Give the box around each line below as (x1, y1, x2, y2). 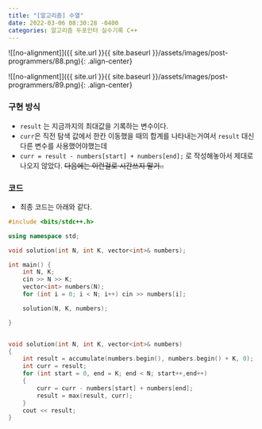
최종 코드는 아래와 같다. (19, 201, 93, 211)
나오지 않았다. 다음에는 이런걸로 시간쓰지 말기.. (19, 160, 164, 170)
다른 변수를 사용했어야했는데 (19, 140, 108, 151)
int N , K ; (22, 268, 56, 276)
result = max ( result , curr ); (37, 392, 133, 400)
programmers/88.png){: (8, 56, 86, 66)
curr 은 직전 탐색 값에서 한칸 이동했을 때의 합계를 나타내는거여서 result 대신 (19, 131, 255, 140)
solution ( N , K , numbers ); (22, 305, 109, 312)
